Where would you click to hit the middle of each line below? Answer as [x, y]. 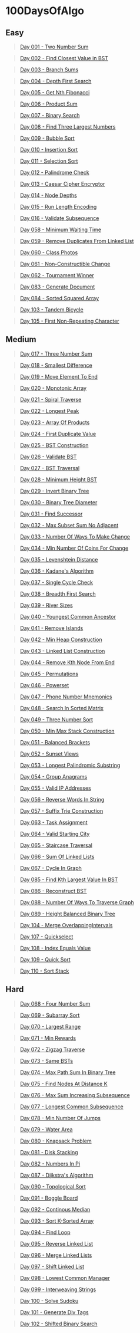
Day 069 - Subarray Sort [50, 1015]
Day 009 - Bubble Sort [47, 138]
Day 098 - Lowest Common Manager [65, 1278]
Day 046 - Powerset [44, 685]
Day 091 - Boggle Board [49, 1198]
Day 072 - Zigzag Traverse [52, 1049]
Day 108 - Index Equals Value [55, 948]
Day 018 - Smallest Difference [56, 365]
